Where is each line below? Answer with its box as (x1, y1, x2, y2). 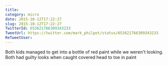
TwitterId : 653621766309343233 (5, 26, 71, 31)
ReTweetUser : (5, 35, 33, 40)
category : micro (5, 12, 39, 17)
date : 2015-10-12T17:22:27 (5, 16, 62, 21)
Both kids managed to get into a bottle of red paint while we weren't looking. (5, 48, 163, 55)
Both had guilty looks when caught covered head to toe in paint (5, 54, 137, 60)
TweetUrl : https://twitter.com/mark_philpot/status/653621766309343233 (5, 30, 158, 35)
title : (5, 7, 19, 12)
